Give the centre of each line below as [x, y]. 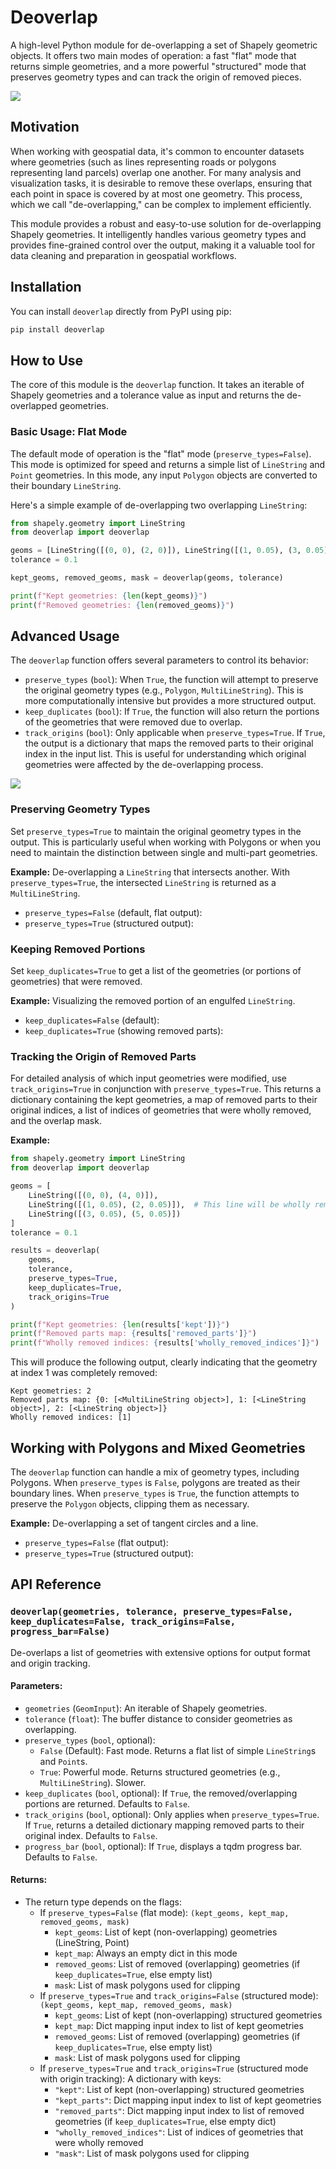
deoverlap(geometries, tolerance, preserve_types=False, [152, 1612]
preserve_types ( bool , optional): [90, 1740]
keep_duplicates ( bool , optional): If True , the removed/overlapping [161, 1793]
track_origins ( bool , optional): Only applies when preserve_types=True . [172, 1814]
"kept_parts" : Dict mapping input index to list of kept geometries [188, 2100]
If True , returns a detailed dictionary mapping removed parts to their [164, 1825]
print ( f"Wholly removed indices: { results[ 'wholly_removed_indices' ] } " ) [165, 1343]
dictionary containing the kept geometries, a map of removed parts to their [164, 1100]
